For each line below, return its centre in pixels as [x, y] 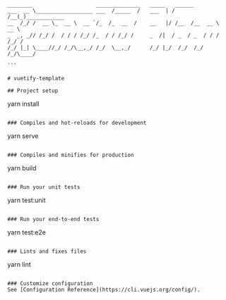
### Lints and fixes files [47, 251]
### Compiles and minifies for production [71, 155]
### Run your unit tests [44, 187]
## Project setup [33, 91]
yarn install [23, 104]
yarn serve [23, 136]
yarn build [22, 168]
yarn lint [19, 264]
